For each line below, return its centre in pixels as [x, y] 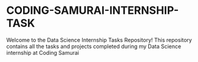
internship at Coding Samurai [43, 52]
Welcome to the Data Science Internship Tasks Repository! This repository [99, 40]
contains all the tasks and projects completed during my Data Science [94, 46]
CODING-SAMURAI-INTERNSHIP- [93, 11]
